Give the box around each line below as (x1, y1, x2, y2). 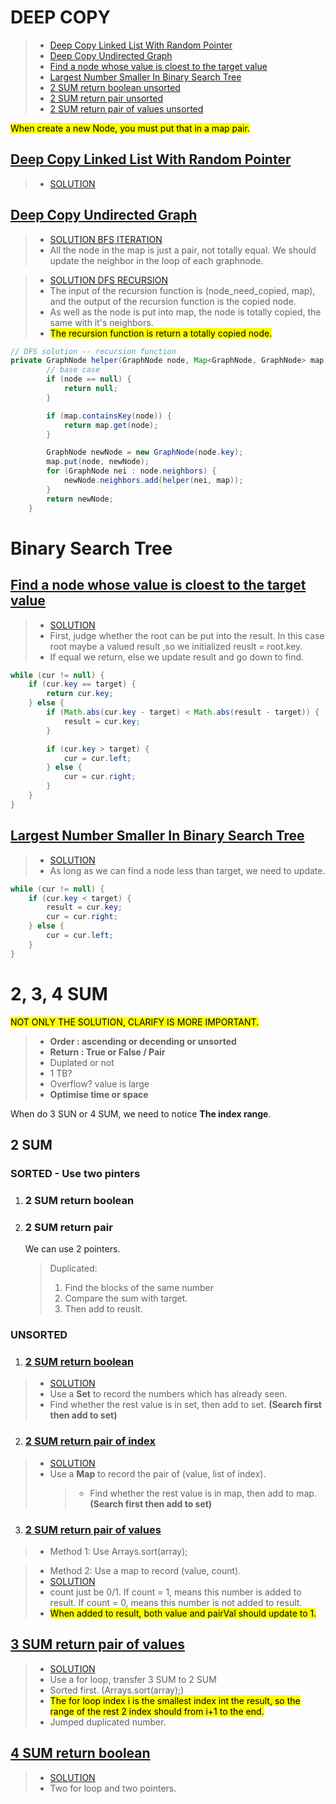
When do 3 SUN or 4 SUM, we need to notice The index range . (10, 1107, 272, 1120)
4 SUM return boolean (10, 1745, 151, 1762)
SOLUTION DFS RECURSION (49, 274, 168, 286)
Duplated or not (49, 1056, 115, 1068)
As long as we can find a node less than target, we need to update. (49, 864, 326, 876)
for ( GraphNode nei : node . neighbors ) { (46, 466, 217, 476)
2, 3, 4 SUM (10, 982, 108, 1005)
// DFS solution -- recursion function (10, 346, 177, 356)
